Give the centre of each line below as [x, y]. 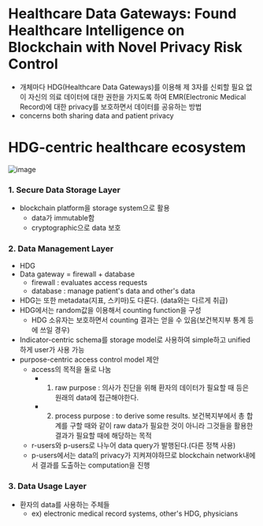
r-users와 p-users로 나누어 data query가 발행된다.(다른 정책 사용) [133, 445]
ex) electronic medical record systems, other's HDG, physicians [135, 513]
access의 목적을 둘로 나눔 [71, 370]
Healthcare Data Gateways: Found [122, 14]
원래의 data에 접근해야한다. [97, 398]
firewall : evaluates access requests [89, 283]
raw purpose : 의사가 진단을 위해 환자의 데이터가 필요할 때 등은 [152, 388]
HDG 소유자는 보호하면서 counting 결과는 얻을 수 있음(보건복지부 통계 [139, 320]
